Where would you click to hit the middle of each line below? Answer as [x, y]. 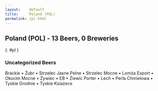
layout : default [25, 9]
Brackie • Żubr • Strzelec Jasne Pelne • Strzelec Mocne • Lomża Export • [79, 73]
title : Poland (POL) [30, 14]
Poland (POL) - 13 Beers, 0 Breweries [62, 38]
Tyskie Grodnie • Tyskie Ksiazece [39, 84]
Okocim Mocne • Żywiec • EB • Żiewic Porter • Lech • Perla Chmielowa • [79, 78]
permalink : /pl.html [26, 18]
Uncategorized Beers [31, 63]
